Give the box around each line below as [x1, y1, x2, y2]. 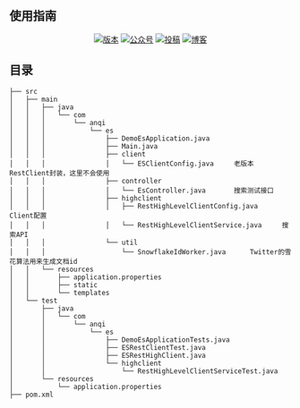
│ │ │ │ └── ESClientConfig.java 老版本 [9, 159, 254, 168]
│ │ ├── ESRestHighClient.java [9, 351, 206, 360]
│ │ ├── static [9, 280, 99, 289]
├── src [9, 87, 39, 96]
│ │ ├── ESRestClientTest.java [9, 343, 206, 352]
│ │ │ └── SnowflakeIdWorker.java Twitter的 [9, 247, 285, 257]
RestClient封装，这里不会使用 [9, 168, 110, 177]
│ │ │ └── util [9, 238, 139, 247]
